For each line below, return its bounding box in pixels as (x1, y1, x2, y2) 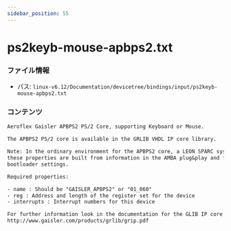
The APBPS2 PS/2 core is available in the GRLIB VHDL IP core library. (7, 135, 217, 143)
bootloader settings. (7, 161, 69, 168)
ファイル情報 (7, 65, 50, 75)
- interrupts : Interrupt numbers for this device (7, 199, 155, 206)
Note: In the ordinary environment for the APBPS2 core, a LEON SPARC (7, 148, 214, 155)
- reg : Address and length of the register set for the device (7, 192, 195, 199)
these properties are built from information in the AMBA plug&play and (7, 155, 220, 162)
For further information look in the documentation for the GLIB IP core (7, 211, 223, 218)
